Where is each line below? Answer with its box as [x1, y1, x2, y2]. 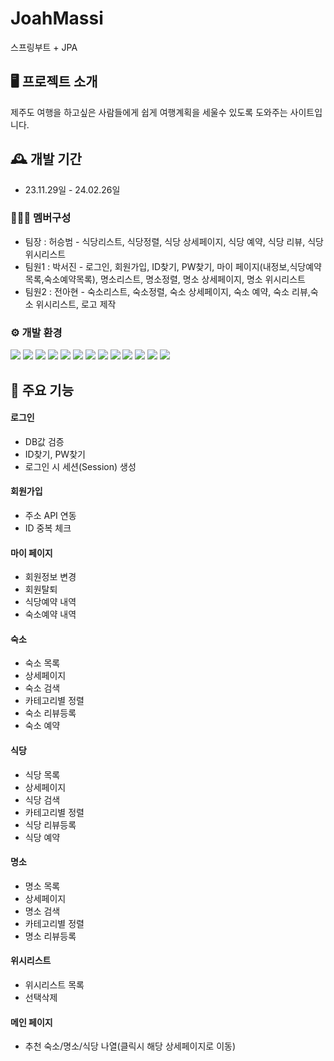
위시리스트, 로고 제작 [35, 298, 117, 310]
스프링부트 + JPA [10, 41, 78, 53]
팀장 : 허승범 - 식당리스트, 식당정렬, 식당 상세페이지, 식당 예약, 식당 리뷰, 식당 [24, 235, 324, 247]
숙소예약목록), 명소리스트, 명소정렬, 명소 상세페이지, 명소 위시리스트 [43, 273, 306, 285]
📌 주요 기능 [10, 382, 75, 399]
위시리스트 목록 [24, 978, 85, 991]
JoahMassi [10, 7, 104, 30]
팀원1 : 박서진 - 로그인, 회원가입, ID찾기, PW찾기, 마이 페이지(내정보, [24, 260, 290, 272]
